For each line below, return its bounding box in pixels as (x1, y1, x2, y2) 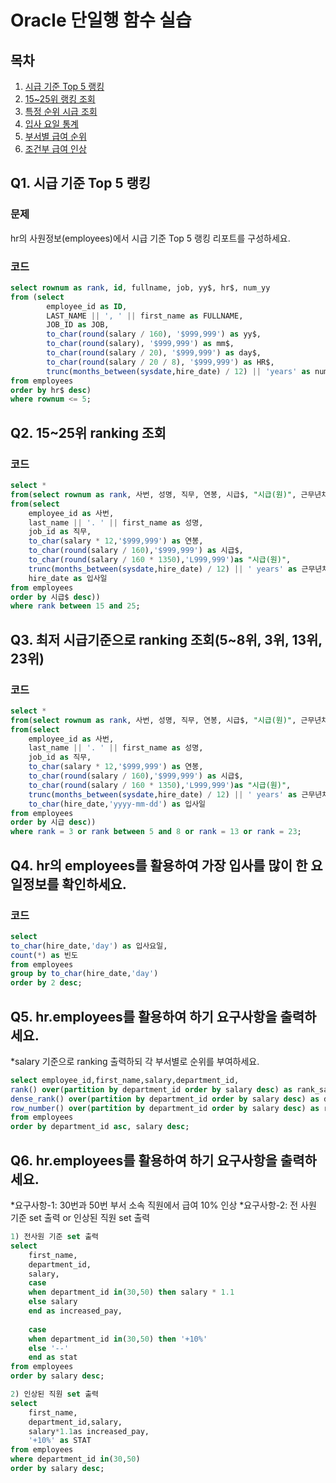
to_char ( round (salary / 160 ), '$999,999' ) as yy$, (46, 329, 262, 340)
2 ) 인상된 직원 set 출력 (10, 1389, 100, 1400)
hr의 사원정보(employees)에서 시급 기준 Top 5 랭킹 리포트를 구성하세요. (10, 232, 291, 244)
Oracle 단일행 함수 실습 (10, 9, 192, 32)
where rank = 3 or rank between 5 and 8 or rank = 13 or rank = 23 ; (10, 827, 302, 837)
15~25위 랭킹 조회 (24, 93, 96, 105)
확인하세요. (61, 876, 127, 893)
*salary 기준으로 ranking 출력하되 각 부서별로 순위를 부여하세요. (10, 1055, 260, 1067)
